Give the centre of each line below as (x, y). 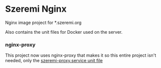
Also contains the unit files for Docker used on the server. (64, 32)
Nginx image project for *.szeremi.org (43, 23)
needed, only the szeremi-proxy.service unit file (54, 61)
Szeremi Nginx (36, 9)
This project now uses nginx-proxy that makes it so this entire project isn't (81, 55)
